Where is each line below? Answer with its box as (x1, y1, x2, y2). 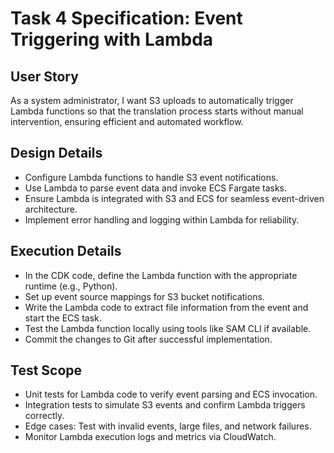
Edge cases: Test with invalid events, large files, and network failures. (24, 420, 312, 432)
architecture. (24, 203, 78, 215)
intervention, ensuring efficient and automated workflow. (10, 116, 244, 127)
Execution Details (10, 243, 122, 260)
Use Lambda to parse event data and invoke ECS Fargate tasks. (24, 182, 288, 194)
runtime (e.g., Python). (24, 280, 118, 292)
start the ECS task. (24, 312, 102, 324)
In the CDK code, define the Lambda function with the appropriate (24, 269, 298, 281)
